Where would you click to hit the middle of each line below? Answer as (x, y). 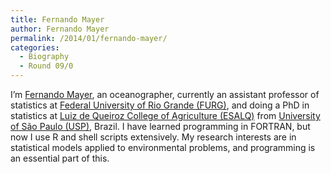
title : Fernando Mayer (57, 19)
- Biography (44, 57)
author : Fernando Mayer (60, 29)
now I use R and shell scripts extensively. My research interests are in (153, 137)
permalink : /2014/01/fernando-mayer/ (89, 38)
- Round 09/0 (46, 66)
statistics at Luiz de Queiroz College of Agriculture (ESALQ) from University (165, 115)
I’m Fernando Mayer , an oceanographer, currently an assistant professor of (165, 94)
